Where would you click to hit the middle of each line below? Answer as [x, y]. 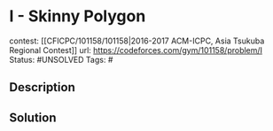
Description [42, 87]
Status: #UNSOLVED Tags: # [61, 59]
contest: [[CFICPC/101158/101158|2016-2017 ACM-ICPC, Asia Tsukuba [137, 41]
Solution [33, 117]
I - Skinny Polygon [78, 16]
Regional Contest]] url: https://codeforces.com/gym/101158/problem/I [136, 50]
